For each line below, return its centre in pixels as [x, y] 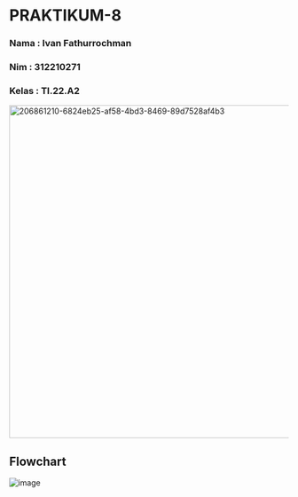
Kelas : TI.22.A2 [44, 91]
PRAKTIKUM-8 [66, 16]
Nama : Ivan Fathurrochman [71, 43]
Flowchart [38, 461]
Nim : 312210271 [45, 67]
